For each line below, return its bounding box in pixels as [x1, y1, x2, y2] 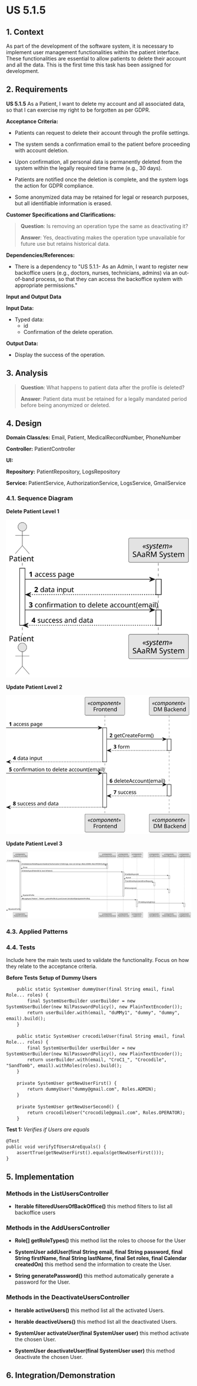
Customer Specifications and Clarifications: [6, 211, 116, 218]
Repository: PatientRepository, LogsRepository [6, 468, 121, 475]
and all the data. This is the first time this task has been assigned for [6, 61, 172, 68]
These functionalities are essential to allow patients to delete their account [6, 55, 186, 62]
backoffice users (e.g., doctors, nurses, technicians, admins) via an [14, 269, 178, 276]
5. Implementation [6, 1171, 75, 1182]
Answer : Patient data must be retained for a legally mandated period [20, 395, 187, 402]
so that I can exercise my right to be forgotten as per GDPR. [6, 106, 151, 113]
